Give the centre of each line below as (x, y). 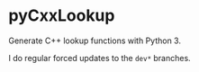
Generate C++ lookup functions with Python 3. (95, 40)
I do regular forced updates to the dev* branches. (99, 58)
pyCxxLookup (62, 16)
